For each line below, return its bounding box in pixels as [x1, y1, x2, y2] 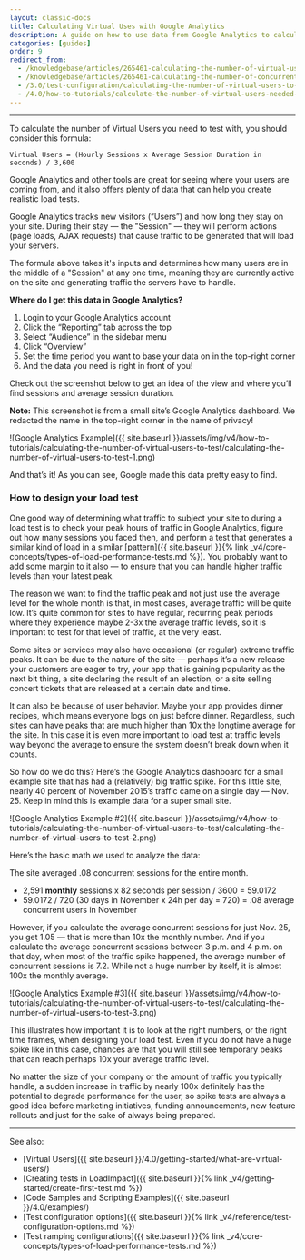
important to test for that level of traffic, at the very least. [9, 626, 222, 637]
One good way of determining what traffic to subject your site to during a [9, 512, 283, 523]
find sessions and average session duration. [9, 387, 174, 398]
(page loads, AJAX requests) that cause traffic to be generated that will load [9, 230, 294, 241]
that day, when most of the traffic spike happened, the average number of [9, 950, 286, 961]
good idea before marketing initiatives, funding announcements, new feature [9, 1100, 296, 1111]
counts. [9, 749, 38, 759]
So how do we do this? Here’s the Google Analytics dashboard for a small [9, 766, 284, 777]
